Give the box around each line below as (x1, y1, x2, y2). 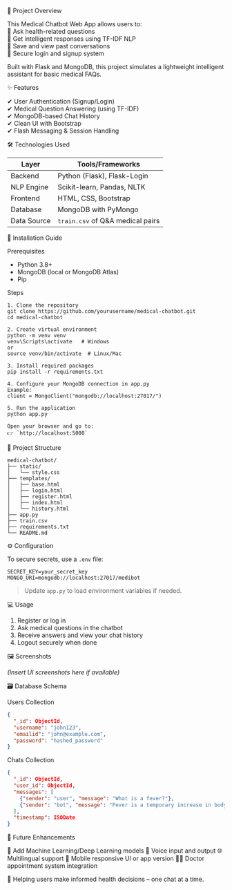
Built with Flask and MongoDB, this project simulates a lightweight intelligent (7, 63, 224, 70)
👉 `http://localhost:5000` (7, 430, 88, 437)
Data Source (10, 216, 51, 225)
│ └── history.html (7, 505, 70, 512)
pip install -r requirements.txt (7, 368, 104, 375)
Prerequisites (7, 247, 45, 255)
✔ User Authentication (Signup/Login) (7, 97, 115, 105)
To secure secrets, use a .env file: (7, 555, 104, 563)
